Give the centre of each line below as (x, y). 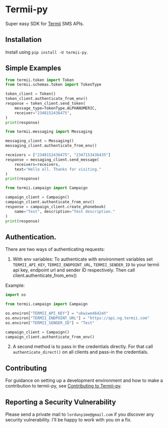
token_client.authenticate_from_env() (46, 99)
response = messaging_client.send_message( (52, 160)
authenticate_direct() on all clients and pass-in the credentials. (81, 352)
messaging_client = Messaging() (40, 141)
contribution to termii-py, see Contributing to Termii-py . (64, 386)
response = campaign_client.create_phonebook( (56, 207)
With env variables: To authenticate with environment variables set (83, 259)
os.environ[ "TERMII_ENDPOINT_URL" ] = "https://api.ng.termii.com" (77, 318)
